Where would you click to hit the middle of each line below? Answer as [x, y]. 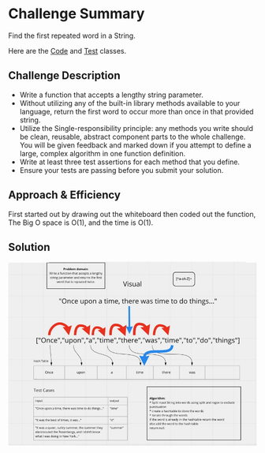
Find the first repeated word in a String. [72, 36]
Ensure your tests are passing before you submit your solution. [121, 170]
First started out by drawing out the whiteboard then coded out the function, [132, 214]
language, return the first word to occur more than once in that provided [136, 111]
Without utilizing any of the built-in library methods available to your [130, 103]
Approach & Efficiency [64, 195]
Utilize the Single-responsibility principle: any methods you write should [136, 128]
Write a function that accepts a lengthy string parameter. [111, 95]
